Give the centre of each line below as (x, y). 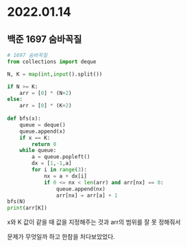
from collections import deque (52, 62)
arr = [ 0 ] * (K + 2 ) (46, 106)
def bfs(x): (24, 118)
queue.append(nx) (81, 189)
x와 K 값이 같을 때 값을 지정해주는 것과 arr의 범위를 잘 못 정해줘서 (94, 222)
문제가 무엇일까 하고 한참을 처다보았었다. (61, 237)
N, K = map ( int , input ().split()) (55, 74)
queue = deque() (43, 125)
